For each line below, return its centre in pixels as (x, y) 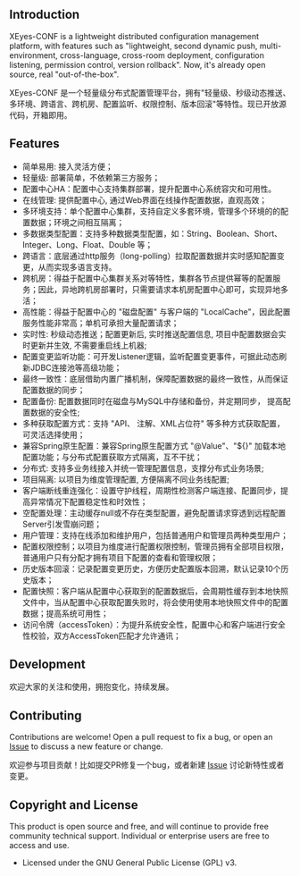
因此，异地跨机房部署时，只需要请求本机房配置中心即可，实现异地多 (163, 289)
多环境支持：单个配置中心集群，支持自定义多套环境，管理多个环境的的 (151, 211)
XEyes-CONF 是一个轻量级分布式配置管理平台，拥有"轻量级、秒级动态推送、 (150, 92)
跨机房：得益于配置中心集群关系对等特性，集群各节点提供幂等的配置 (147, 278)
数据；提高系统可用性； (65, 613)
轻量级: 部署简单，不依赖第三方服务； (91, 177)
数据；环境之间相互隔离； (77, 222)
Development (48, 665)
